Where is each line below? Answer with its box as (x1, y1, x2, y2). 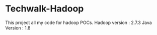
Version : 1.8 (5, 24, 31, 30)
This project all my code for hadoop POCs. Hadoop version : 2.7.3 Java (5, 19, 152, 25)
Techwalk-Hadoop (5, 3, 84, 14)
